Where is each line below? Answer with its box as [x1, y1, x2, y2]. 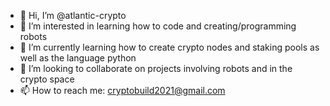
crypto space [19, 73, 75, 85]
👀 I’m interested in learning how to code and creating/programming [19, 20, 297, 32]
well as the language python [19, 52, 137, 64]
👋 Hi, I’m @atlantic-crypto [19, 10, 127, 21]
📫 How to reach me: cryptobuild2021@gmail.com [19, 85, 226, 96]
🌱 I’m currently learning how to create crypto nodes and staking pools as [19, 41, 320, 53]
